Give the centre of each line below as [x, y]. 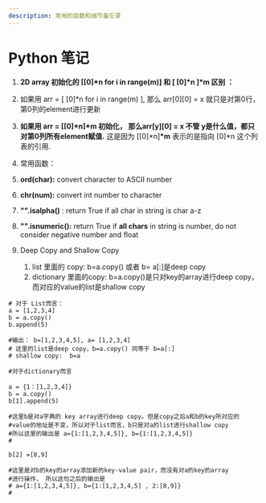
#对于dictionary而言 [40, 371]
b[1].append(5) [34, 401]
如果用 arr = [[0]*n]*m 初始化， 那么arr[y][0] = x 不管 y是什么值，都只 [137, 126]
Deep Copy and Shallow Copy [70, 250]
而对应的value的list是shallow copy [89, 287]
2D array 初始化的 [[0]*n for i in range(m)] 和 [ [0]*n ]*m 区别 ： [127, 82]
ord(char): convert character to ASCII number [96, 179]
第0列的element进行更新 [60, 108]
